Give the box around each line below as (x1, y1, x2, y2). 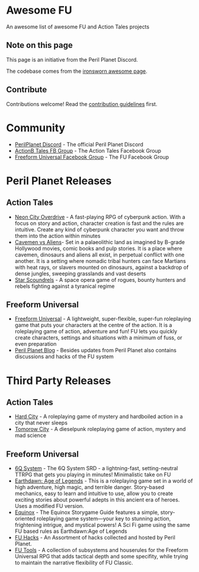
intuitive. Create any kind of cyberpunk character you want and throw (14, 226, 185, 233)
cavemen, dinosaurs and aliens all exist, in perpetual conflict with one (14, 251, 185, 258)
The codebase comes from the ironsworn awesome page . (6, 68, 148, 75)
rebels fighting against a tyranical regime (14, 282, 115, 290)
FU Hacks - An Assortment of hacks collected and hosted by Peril (14, 534, 176, 541)
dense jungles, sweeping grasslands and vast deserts (14, 270, 146, 277)
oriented (14, 515, 36, 522)
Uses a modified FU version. (14, 503, 84, 510)
